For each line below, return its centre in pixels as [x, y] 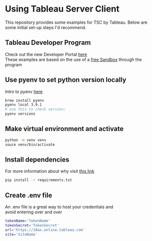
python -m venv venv [26, 140]
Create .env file [28, 195]
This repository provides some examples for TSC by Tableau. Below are [76, 22]
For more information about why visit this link [50, 171]
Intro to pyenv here [24, 91]
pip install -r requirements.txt [39, 180]
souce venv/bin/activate [30, 144]
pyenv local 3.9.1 [23, 105]
